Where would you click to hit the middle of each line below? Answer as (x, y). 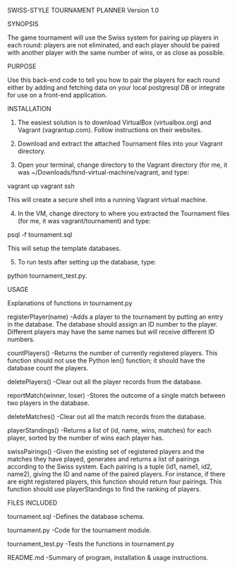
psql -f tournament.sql (40, 235)
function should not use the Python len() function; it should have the (107, 360)
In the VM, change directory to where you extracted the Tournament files (123, 213)
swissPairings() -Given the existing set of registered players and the (106, 451)
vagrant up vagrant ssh (41, 186)
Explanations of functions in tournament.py (70, 303)
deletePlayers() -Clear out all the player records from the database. (105, 382)
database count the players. (48, 368)
